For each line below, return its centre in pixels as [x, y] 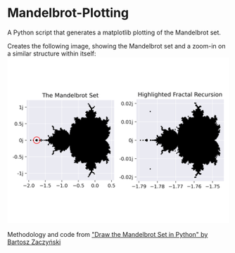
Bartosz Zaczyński [34, 242]
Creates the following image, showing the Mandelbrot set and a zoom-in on [116, 46]
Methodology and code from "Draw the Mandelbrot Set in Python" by [108, 234]
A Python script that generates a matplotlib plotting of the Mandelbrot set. [114, 32]
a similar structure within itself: [52, 53]
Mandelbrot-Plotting [68, 13]
